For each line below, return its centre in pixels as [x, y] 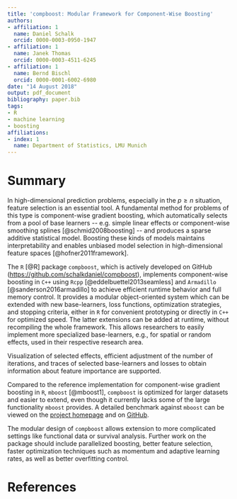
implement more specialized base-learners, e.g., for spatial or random [109, 335]
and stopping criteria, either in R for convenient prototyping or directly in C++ [118, 312]
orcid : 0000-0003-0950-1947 [55, 40]
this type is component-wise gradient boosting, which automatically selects [117, 215]
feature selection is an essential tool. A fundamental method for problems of [118, 208]
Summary [36, 181]
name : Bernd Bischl [42, 73]
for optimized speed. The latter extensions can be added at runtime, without [118, 320]
